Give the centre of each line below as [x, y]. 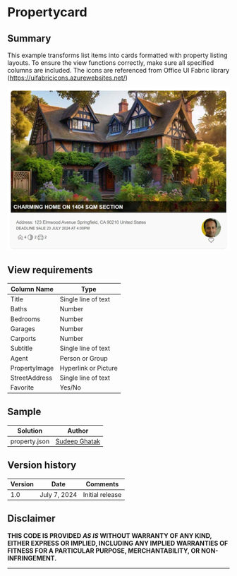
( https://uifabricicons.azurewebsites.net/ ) [68, 78]
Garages [23, 328]
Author [78, 431]
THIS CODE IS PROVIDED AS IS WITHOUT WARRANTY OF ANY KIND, [110, 535]
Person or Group [84, 358]
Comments [102, 484]
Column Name [32, 289]
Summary [29, 38]
